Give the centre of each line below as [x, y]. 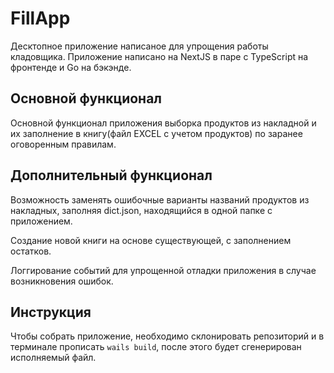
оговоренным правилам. [63, 144]
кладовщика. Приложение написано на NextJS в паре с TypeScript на [159, 56]
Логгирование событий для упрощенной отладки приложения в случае [163, 270]
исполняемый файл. [53, 358]
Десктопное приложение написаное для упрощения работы [139, 46]
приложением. [41, 221]
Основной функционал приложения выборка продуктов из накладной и [163, 123]
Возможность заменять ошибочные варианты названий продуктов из [160, 199]
